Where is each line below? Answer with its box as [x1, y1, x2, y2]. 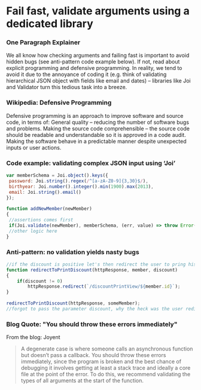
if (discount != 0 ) [17, 278, 63, 284]
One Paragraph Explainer [6, 38, 81, 47]
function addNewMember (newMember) [6, 206, 93, 212]
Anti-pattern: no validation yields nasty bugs [6, 248, 139, 256]
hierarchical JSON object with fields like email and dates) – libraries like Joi [6, 77, 191, 84]
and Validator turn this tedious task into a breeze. [6, 84, 127, 91]
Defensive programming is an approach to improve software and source [6, 112, 184, 119]
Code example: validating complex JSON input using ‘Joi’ [6, 159, 176, 167]
